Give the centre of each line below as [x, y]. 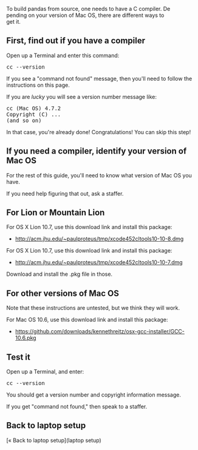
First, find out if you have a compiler [76, 41]
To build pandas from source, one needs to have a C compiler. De [88, 9]
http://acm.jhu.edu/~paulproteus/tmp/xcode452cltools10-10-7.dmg [99, 262]
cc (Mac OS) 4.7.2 [34, 108]
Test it [18, 357]
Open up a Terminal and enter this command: [63, 55]
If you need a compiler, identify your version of [97, 151]
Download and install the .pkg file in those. [60, 274]
